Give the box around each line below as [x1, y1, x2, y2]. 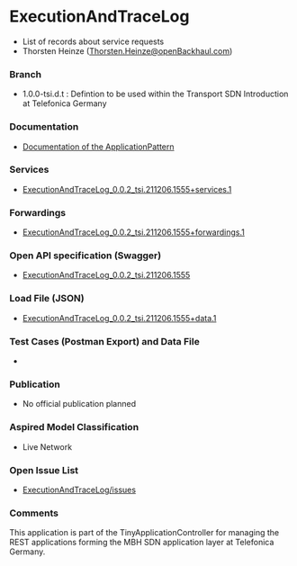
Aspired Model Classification [9, 421, 139, 434]
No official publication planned [22, 399, 137, 409]
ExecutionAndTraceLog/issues [22, 484, 137, 495]
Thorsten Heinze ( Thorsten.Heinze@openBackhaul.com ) [22, 45, 233, 56]
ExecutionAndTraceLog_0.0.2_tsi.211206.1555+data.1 [22, 312, 217, 323]
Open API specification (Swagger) [9, 249, 162, 262]
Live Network [22, 441, 73, 452]
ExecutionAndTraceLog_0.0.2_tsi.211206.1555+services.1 [22, 184, 232, 194]
